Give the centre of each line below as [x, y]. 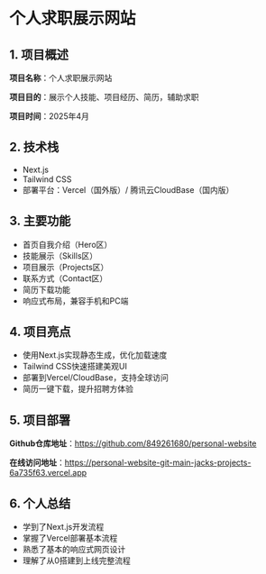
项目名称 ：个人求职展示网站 [61, 78]
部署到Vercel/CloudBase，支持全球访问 [95, 378]
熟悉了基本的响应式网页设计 [74, 550]
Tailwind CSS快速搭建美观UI [75, 367]
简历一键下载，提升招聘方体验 [78, 389]
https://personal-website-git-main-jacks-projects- [158, 463]
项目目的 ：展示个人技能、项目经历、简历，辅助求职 [104, 97]
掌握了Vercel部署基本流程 [70, 538]
